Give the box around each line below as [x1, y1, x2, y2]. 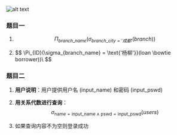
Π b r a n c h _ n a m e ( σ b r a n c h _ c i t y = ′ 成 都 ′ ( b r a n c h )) [54, 36, 156, 44]
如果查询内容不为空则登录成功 [14, 123, 89, 130]
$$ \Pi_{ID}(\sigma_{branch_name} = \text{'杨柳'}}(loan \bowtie [14, 49, 172, 56]
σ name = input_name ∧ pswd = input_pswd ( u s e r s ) [51, 109, 159, 117]
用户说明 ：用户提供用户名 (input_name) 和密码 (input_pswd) [14, 86, 163, 93]
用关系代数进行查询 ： [14, 99, 68, 106]
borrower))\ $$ [14, 56, 52, 63]
